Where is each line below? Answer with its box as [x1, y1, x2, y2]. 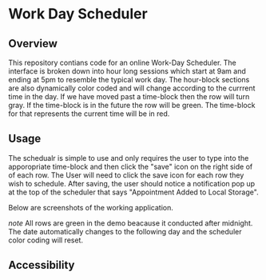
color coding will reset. [8, 235, 84, 245]
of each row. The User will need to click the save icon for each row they [8, 170, 244, 180]
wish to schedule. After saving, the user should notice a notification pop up [8, 178, 256, 188]
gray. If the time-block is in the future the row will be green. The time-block [8, 101, 256, 110]
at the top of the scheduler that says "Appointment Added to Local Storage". [8, 187, 259, 197]
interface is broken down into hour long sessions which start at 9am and [8, 66, 246, 76]
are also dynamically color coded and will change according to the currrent [8, 83, 256, 93]
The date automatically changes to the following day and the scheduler [8, 226, 242, 236]
